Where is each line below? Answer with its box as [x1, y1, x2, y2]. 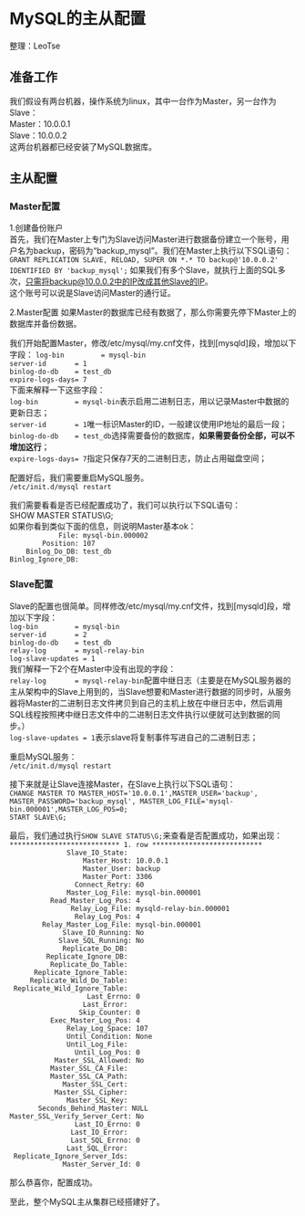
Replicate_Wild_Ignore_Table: [13, 983, 128, 993]
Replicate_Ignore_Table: [33, 968, 128, 977]
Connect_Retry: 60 [74, 880, 145, 889]
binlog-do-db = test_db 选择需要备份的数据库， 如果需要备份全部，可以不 [9, 430, 295, 441]
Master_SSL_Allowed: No [54, 1055, 145, 1064]
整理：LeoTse [9, 40, 61, 51]
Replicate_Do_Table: [49, 959, 128, 969]
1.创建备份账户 [9, 223, 64, 234]
